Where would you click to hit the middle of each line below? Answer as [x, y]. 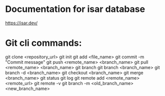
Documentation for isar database [75, 9]
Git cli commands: [43, 43]
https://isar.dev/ [21, 23]
